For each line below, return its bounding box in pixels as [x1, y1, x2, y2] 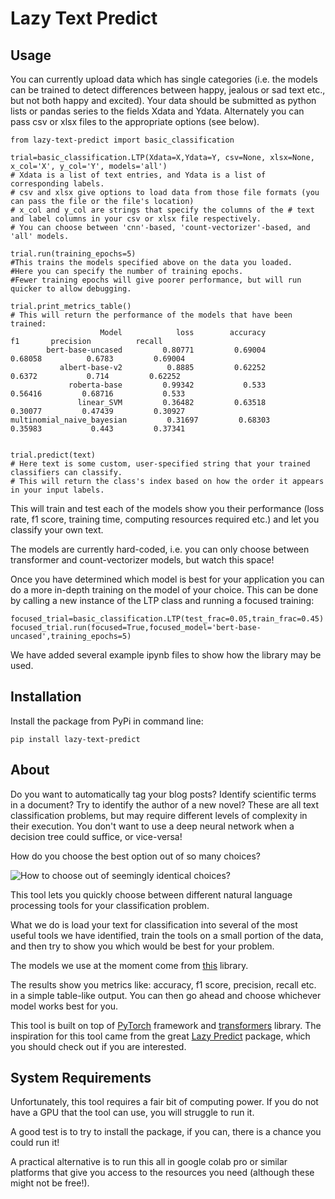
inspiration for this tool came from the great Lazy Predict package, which [10, 1030, 311, 1042]
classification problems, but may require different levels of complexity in [10, 809, 308, 821]
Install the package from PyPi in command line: [10, 715, 204, 727]
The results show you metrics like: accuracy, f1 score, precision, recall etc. [10, 978, 317, 991]
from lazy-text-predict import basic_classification [10, 135, 235, 145]
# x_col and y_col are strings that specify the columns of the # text [10, 205, 315, 215]
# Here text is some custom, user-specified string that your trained [10, 459, 311, 469]
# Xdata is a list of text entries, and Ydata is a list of [10, 170, 267, 180]
